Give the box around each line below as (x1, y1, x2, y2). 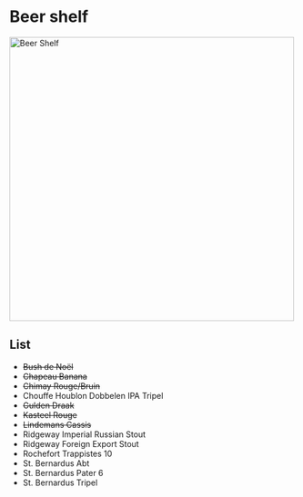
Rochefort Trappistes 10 (22, 448, 113, 459)
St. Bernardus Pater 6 (22, 467, 104, 478)
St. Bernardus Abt (22, 457, 90, 469)
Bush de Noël (22, 361, 75, 372)
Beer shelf (9, 6, 89, 27)
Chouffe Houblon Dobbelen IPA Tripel (22, 390, 164, 401)
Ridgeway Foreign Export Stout (22, 438, 139, 449)
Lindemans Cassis (22, 419, 92, 430)
